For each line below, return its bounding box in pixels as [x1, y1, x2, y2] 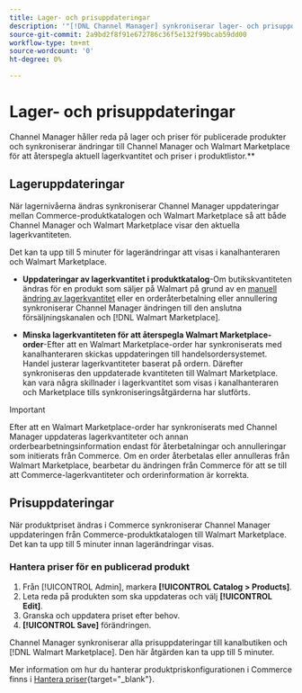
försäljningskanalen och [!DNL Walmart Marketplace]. [22, 311, 221, 322]
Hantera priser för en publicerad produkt [9, 561, 191, 573]
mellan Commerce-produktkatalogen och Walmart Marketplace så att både [9, 210, 287, 220]
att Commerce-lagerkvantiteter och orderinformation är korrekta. [9, 469, 250, 480]
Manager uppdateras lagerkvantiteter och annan [9, 431, 189, 442]
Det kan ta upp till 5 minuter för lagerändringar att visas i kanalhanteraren [9, 247, 280, 257]
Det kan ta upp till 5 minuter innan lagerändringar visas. [9, 538, 214, 549]
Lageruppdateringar [9, 176, 125, 192]
